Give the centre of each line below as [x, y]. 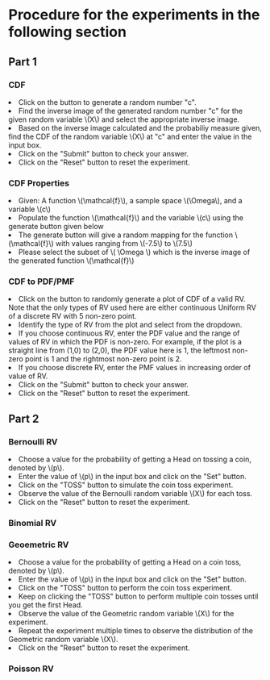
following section [68, 32]
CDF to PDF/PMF [42, 282]
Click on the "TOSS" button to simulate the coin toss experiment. [126, 485]
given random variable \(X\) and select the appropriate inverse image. [124, 119]
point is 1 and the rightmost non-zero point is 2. [104, 359]
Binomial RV [33, 524]
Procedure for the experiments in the [134, 15]
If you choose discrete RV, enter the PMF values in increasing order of [135, 368]
